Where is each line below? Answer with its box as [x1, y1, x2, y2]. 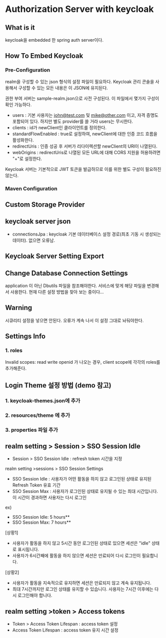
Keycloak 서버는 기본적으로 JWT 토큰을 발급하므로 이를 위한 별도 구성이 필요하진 [5, 166, 162, 172]
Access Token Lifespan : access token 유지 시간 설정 [12, 627, 119, 633]
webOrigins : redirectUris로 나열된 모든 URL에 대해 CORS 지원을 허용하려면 [12, 149, 161, 155]
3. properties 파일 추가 [5, 426, 58, 433]
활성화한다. [12, 137, 34, 143]
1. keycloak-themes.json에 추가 [5, 397, 81, 404]
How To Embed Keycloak [5, 52, 83, 60]
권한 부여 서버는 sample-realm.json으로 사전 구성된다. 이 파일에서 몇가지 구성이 [5, 95, 160, 101]
